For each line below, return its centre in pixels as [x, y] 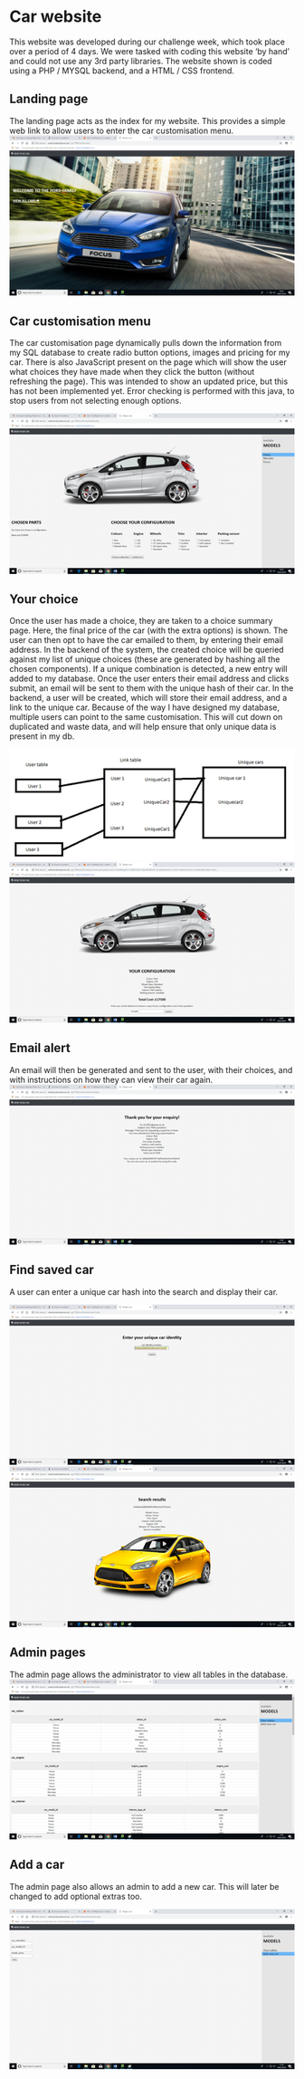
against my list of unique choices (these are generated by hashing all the [145, 659]
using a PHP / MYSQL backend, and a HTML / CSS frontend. [122, 71]
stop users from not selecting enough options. [95, 401]
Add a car [37, 1865]
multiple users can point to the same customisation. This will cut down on [146, 717]
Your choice [44, 599]
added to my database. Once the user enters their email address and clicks [149, 679]
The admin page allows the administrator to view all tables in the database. [148, 1674]
